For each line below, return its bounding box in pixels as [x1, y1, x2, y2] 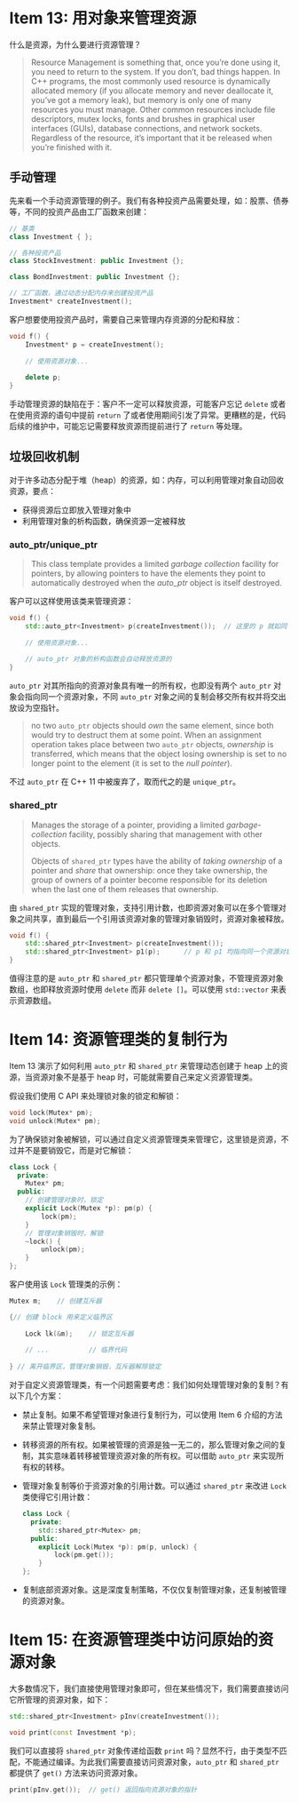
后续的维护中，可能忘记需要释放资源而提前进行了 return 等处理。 [9, 421, 247, 431]
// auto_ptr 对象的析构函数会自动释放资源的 [25, 655, 172, 664]
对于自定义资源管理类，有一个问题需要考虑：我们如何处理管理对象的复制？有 [9, 1379, 289, 1391]
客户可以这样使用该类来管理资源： [9, 596, 134, 607]
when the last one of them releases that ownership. [30, 883, 219, 894]
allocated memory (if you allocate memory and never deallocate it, [30, 85, 274, 96]
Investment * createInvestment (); [9, 297, 133, 306]
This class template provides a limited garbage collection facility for [30, 559, 279, 570]
